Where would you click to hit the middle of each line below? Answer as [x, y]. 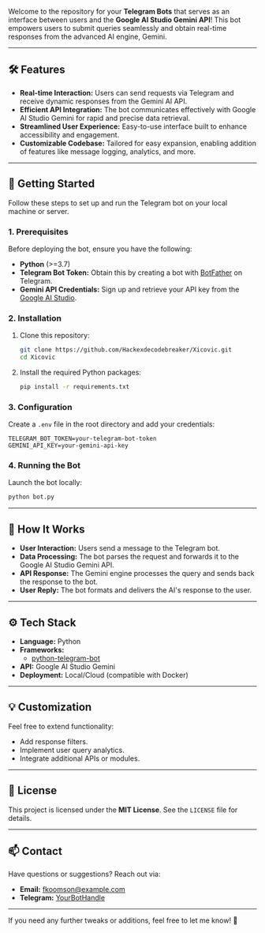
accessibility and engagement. [69, 134]
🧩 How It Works [47, 529]
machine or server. [39, 211]
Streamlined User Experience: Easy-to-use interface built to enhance [133, 126]
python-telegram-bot [66, 658]
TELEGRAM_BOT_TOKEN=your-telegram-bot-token [82, 439]
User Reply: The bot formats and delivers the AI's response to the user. [136, 590]
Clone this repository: [54, 336]
